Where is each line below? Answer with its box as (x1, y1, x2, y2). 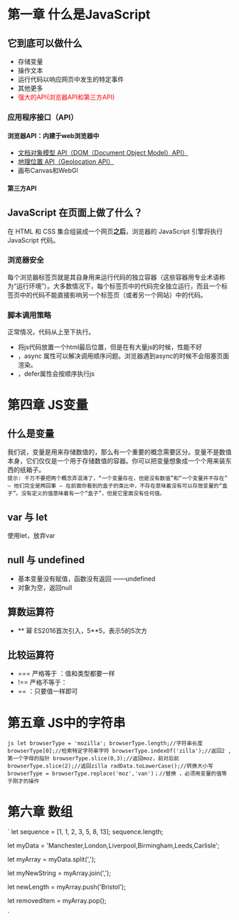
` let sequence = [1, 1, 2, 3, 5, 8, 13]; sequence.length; (7, 828, 164, 836)
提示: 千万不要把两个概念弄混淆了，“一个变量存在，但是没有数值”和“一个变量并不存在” (7, 475, 228, 482)
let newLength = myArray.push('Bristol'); (7, 883, 126, 892)
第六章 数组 (7, 803, 73, 820)
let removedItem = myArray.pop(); (7, 897, 107, 905)
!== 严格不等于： (17, 678, 68, 687)
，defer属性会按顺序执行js (17, 369, 95, 378)
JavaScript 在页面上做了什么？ (7, 207, 144, 219)
